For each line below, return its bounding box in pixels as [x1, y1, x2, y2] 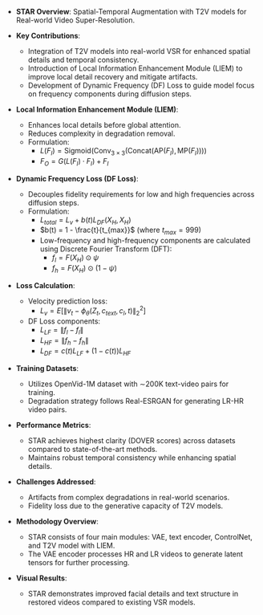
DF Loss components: [27, 316, 101, 326]
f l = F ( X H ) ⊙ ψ [51, 253, 99, 264]
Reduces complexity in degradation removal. [27, 128, 176, 138]
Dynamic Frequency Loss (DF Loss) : [15, 173, 139, 183]
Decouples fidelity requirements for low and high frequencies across [27, 189, 255, 199]
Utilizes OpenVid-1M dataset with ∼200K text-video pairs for [27, 379, 229, 389]
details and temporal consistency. [27, 55, 140, 64]
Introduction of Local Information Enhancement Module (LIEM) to [27, 63, 243, 73]
